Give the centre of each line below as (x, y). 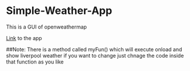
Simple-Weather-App (59, 11)
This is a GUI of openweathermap (46, 27)
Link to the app (24, 38)
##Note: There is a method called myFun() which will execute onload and (94, 49)
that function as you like (35, 62)
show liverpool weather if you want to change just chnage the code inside (95, 55)
